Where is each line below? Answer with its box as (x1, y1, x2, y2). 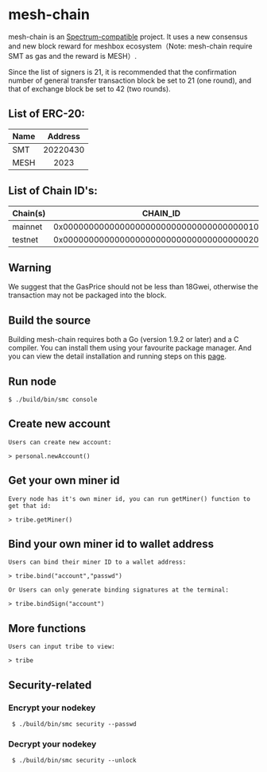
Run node (8, 374, 57, 388)
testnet (12, 234, 39, 245)
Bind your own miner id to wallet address (8, 537, 215, 551)
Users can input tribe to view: (8, 642, 115, 651)
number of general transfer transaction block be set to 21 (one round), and (8, 76, 252, 85)
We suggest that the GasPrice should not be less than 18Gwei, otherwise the (8, 282, 258, 292)
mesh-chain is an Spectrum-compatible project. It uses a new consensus (8, 32, 248, 41)
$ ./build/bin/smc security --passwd (11, 720, 137, 728)
